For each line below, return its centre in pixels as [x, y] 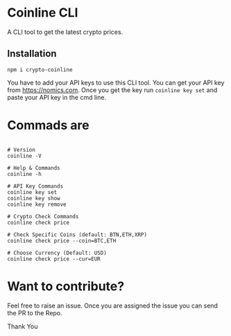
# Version [22, 150]
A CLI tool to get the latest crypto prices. [65, 32]
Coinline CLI [43, 13]
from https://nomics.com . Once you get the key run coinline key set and [112, 90]
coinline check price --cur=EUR [54, 259]
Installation [32, 54]
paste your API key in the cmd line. [57, 97]
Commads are [48, 125]
